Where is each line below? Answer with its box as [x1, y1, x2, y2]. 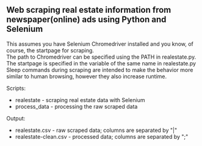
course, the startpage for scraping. [6, 46, 95, 54]
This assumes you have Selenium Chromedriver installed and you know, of [6, 40, 194, 48]
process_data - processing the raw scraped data [15, 103, 138, 110]
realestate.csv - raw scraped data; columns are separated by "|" [15, 126, 178, 134]
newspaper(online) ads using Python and [6, 15, 167, 25]
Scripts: [6, 84, 26, 92]
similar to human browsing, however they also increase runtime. [6, 73, 167, 80]
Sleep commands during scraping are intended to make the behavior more [6, 66, 193, 73]
